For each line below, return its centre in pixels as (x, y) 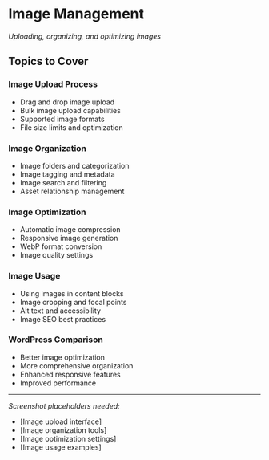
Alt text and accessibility (60, 311)
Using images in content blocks (72, 293)
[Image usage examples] (60, 447)
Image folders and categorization (74, 165)
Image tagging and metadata (67, 174)
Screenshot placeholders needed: (64, 405)
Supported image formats (62, 119)
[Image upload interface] (61, 421)
